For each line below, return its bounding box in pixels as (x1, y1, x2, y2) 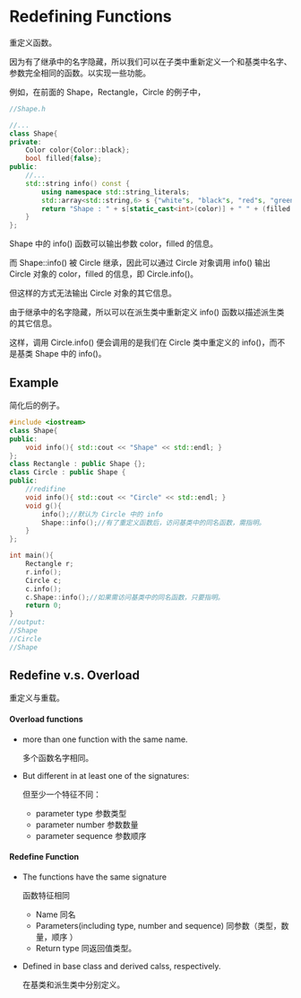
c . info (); (25, 584, 63, 594)
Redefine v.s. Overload (9, 667, 141, 684)
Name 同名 (35, 909, 76, 920)
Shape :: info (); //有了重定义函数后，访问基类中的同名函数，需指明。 (41, 518, 266, 527)
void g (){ (25, 501, 63, 510)
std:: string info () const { (25, 179, 130, 188)
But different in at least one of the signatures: (21, 770, 190, 781)
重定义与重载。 (9, 693, 64, 703)
